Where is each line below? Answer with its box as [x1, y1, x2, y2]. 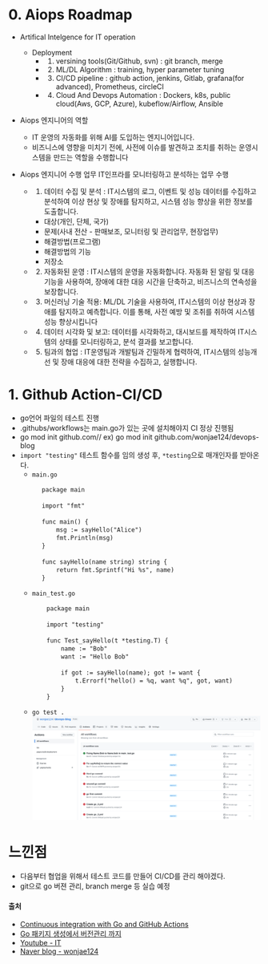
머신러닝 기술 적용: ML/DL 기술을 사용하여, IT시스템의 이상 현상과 [43, 297, 247, 306]
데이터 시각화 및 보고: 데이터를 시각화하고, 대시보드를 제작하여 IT [43, 326, 245, 336]
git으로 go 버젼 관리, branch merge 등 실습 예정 [19, 881, 170, 891]
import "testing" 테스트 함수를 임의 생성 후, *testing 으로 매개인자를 [19, 450, 238, 460]
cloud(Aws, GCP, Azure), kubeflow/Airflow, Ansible [55, 99, 224, 108]
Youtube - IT [19, 938, 62, 948]
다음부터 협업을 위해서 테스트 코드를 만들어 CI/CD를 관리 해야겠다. [19, 871, 226, 881]
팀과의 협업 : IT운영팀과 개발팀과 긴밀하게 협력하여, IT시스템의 [43, 346, 236, 356]
